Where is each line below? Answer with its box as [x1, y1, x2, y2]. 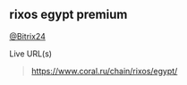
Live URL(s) [9, 48, 52, 59]
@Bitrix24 [9, 30, 47, 41]
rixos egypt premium [9, 7, 128, 22]
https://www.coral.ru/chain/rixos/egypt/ [30, 65, 178, 76]
